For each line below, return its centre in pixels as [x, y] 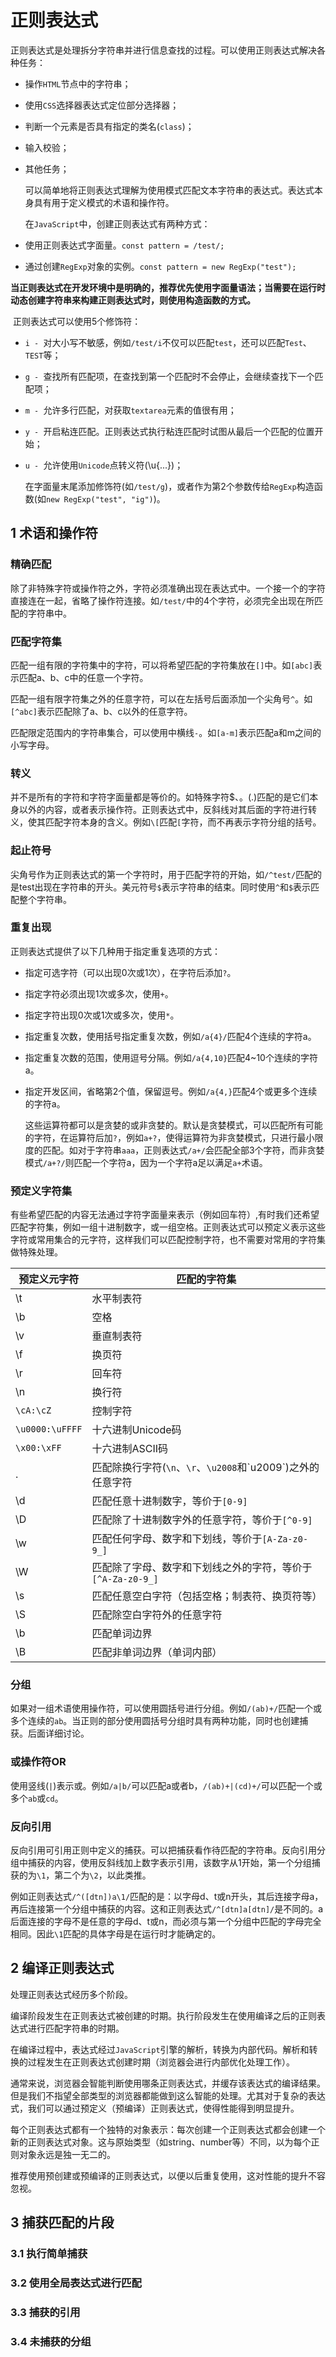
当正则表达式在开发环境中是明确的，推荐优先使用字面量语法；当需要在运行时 [168, 287]
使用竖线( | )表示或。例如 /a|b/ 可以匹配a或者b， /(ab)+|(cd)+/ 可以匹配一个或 [166, 1785]
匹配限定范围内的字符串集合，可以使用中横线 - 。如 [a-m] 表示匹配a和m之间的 [166, 732]
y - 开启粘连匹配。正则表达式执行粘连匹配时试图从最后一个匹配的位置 [169, 431]
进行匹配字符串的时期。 [76, 2028]
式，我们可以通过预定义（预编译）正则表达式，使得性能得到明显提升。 [155, 2108]
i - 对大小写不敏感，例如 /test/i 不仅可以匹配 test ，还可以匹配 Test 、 [168, 342]
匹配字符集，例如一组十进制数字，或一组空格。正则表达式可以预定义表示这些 [168, 1227]
